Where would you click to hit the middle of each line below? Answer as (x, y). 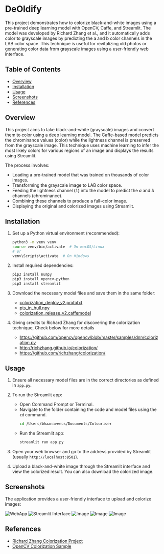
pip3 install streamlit (36, 284)
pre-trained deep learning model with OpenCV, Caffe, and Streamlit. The (78, 28)
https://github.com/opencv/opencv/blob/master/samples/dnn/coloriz (89, 337)
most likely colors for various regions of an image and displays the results (79, 150)
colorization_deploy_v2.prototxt (51, 302)
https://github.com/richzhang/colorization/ (62, 353)
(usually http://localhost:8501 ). (45, 457)
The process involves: (27, 165)
